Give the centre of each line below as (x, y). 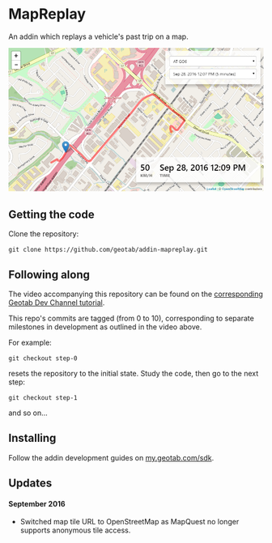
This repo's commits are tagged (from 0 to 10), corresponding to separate (132, 318)
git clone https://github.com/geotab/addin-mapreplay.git (108, 250)
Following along (49, 275)
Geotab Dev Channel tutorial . (57, 303)
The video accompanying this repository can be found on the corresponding (136, 294)
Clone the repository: (44, 234)
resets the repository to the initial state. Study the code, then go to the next (134, 374)
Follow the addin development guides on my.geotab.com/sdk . (111, 457)
